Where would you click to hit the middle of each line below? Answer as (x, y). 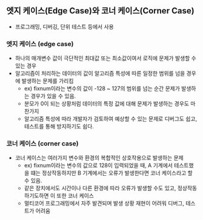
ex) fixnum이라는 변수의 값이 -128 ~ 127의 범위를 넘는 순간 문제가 (102, 88)
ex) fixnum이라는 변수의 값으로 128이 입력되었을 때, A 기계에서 (98, 165)
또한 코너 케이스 (75, 196)
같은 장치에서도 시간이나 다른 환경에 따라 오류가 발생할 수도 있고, (100, 188)
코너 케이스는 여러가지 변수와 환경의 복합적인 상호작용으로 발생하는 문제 (99, 158)
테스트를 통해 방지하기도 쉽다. (59, 127)
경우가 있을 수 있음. (53, 96)
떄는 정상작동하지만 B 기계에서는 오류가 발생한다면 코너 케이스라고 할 (111, 173)
